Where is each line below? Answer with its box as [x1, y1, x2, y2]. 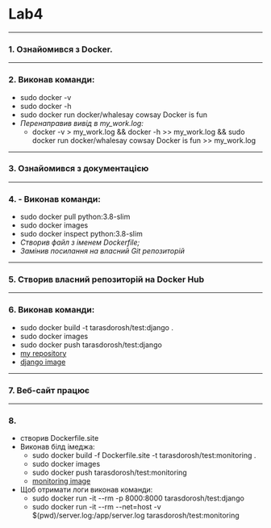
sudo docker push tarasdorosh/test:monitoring [31, 467, 187, 477]
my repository [19, 348, 67, 358]
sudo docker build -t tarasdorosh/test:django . [19, 322, 173, 332]
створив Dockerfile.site [19, 434, 99, 443]
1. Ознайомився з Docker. [8, 44, 113, 55]
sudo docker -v [19, 92, 72, 102]
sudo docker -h [19, 101, 72, 111]
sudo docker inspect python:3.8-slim [19, 229, 143, 239]
